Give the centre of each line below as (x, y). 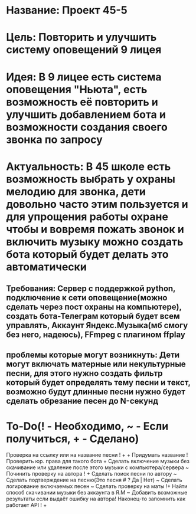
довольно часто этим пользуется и (97, 204)
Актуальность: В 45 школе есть (89, 166)
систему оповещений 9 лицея (84, 50)
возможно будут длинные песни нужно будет (96, 392)
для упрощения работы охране (87, 217)
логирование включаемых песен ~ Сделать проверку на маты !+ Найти (97, 486)
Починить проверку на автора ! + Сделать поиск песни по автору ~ (92, 474)
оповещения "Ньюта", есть (77, 89)
